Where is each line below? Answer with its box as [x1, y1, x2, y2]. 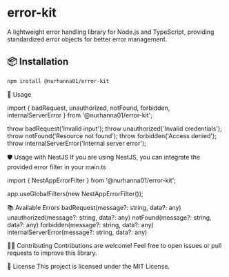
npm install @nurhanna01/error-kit [7, 77, 110, 84]
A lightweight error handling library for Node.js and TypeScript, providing [7, 28, 215, 36]
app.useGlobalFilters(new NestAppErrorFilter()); [7, 189, 143, 198]
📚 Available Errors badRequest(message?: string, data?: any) [7, 203, 181, 211]
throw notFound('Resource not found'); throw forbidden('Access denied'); [7, 131, 217, 140]
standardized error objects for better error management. [7, 35, 168, 43]
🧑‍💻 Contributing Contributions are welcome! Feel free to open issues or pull [7, 241, 222, 249]
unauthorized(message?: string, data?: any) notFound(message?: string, [7, 213, 212, 222]
